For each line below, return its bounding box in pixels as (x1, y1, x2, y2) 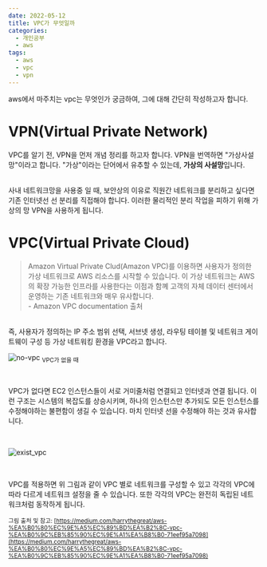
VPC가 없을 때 (41, 356, 79, 364)
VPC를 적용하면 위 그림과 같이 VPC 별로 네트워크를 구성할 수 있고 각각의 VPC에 (8, 480, 255, 490)
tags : (8, 49, 26, 57)
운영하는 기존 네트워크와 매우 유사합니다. (27, 291, 154, 300)
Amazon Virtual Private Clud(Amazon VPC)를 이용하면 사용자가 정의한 (27, 261, 253, 271)
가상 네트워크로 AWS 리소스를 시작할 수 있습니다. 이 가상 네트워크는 (27, 271, 238, 280)
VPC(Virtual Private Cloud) (8, 233, 190, 252)
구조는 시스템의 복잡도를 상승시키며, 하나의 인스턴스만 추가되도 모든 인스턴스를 (16, 396, 260, 406)
